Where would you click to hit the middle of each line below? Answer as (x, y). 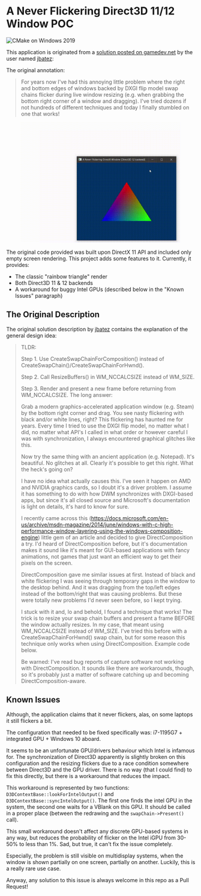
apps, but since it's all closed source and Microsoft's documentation (105, 500)
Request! (17, 886)
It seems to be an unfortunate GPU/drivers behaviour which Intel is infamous (100, 750)
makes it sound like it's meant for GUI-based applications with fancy (105, 550)
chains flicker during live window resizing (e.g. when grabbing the (102, 94)
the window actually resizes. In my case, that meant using (92, 624)
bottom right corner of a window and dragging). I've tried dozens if (103, 101)
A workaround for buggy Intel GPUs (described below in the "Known (99, 289)
